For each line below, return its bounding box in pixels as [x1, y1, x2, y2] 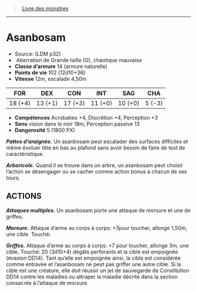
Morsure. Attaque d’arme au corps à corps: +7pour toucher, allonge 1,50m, [6, 224, 188, 231]
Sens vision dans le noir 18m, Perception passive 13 [14, 120, 140, 127]
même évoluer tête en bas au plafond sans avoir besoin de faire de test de [6, 144, 186, 151]
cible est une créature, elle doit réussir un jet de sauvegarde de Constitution [6, 267, 189, 274]
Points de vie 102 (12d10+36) [14, 69, 86, 76]
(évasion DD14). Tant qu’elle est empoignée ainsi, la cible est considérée [6, 254, 181, 262]
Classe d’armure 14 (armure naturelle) [14, 63, 107, 70]
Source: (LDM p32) [14, 50, 62, 57]
